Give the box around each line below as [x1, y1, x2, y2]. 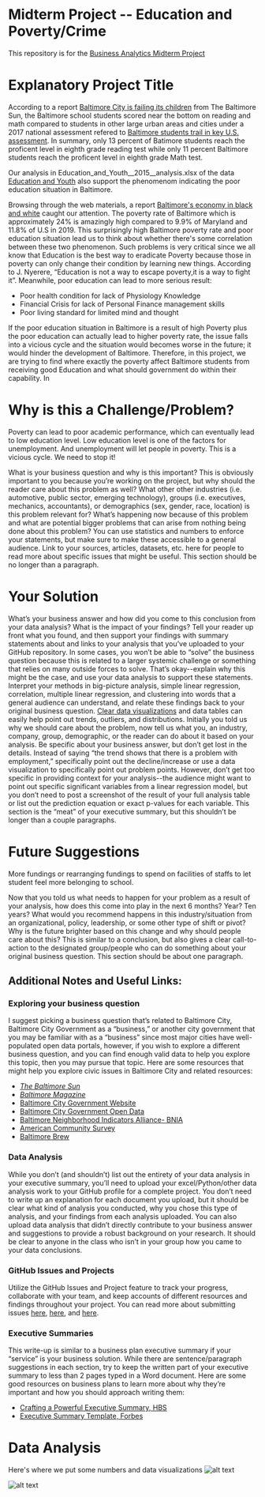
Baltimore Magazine [19, 1090, 86, 1100]
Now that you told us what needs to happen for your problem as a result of [8, 893, 251, 902]
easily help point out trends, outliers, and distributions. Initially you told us [8, 714, 248, 724]
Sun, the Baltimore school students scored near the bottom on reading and [8, 111, 251, 120]
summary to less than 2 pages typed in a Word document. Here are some [8, 1371, 247, 1380]
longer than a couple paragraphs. [8, 815, 117, 825]
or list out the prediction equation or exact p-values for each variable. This [8, 798, 250, 807]
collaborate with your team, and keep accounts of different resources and [8, 1291, 248, 1300]
